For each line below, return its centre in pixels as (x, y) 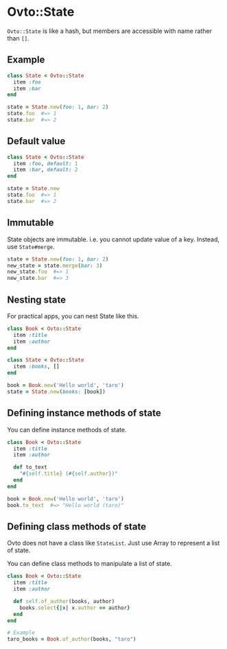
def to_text (31, 467)
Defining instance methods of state (84, 413)
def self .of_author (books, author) (64, 601)
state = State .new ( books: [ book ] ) (57, 392)
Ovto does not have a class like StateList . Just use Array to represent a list (113, 543)
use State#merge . (31, 246)
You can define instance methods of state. (67, 429)
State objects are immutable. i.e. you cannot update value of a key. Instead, (113, 239)
